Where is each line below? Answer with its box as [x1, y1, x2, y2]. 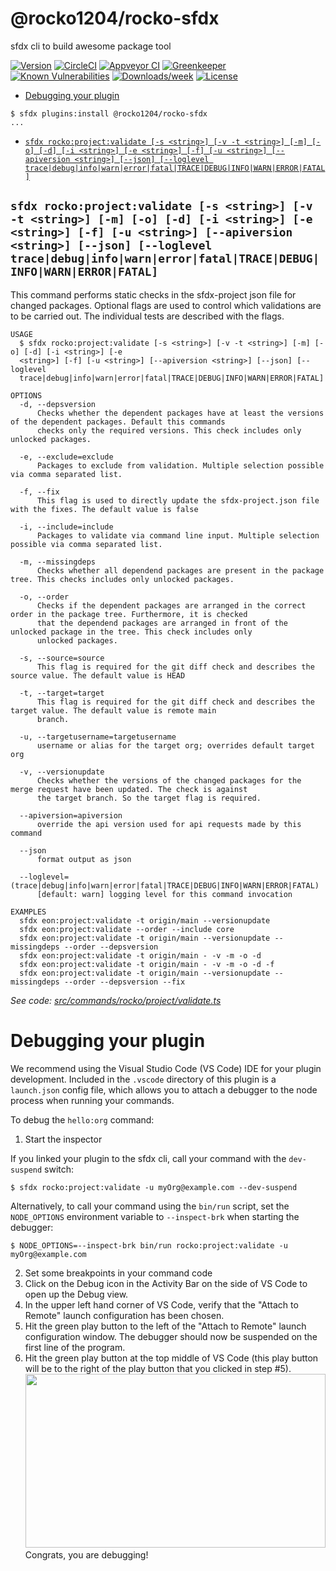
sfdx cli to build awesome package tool [10, 40, 172, 52]
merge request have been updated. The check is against [10, 784, 248, 794]
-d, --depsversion [19, 399, 97, 409]
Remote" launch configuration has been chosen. [24, 1309, 225, 1321]
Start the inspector [24, 1133, 103, 1145]
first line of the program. [24, 1341, 126, 1353]
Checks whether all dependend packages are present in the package [36, 565, 325, 576]
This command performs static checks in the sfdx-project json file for [10, 288, 297, 301]
